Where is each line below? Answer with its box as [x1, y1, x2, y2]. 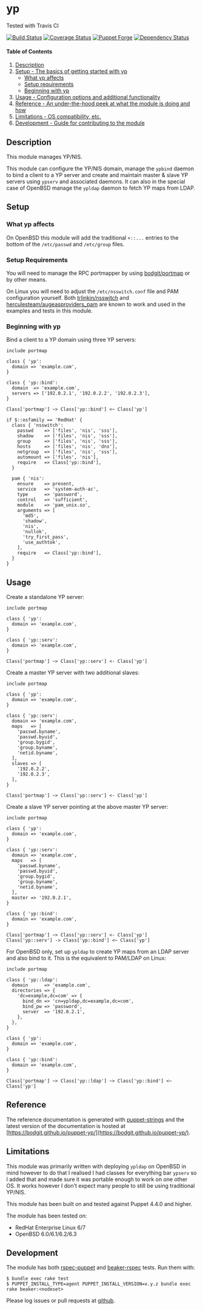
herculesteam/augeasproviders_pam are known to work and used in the [6, 300, 186, 308]
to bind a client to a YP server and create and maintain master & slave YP [6, 171, 188, 178]
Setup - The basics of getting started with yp [15, 68, 127, 75]
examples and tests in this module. [6, 307, 93, 314]
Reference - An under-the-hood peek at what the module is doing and [15, 100, 190, 108]
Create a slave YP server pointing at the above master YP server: [6, 803, 168, 811]
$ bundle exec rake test [6, 1276, 69, 1282]
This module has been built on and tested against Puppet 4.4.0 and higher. [6, 1200, 193, 1207]
